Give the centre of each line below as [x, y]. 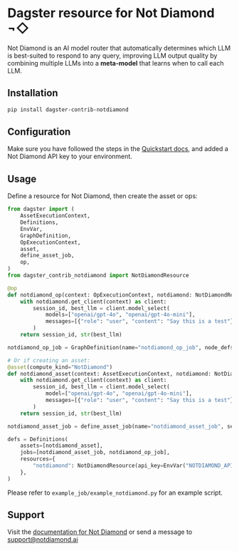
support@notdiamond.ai [43, 540]
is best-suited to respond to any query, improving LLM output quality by [112, 56]
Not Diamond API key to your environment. [70, 156]
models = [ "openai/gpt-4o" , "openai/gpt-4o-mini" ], [120, 315]
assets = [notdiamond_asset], [62, 446]
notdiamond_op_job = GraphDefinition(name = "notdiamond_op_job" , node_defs [121, 347]
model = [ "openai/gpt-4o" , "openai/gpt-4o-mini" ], [119, 393]
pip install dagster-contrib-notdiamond [68, 109]
